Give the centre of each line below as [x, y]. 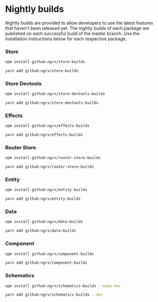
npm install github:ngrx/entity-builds [46, 190]
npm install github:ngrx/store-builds [45, 62]
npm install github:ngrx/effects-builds [48, 126]
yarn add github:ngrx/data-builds [41, 231]
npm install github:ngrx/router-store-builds [53, 158]
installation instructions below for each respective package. [66, 39]
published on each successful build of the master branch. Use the [73, 33]
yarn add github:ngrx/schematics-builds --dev [54, 295]
